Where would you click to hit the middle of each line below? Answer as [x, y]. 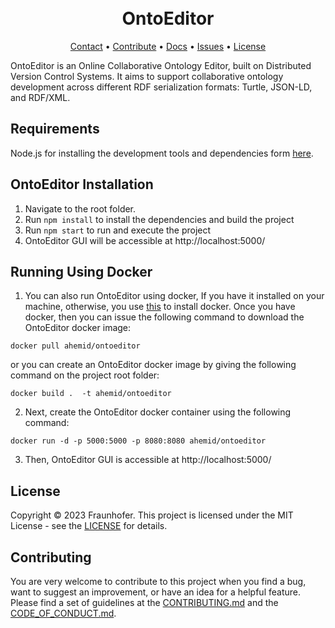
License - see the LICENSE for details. [89, 526]
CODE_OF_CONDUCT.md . [63, 613]
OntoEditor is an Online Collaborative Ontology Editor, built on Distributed [161, 65]
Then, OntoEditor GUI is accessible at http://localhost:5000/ [148, 460]
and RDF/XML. [40, 97]
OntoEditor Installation [82, 184]
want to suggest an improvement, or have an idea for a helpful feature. [156, 592]
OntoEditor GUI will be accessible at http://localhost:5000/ [145, 240]
